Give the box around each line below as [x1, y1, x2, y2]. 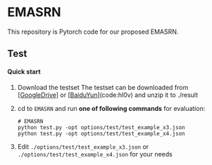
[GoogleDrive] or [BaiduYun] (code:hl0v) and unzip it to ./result [17, 91, 199, 99]
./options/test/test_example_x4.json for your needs [17, 150, 173, 158]
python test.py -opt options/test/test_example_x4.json [17, 130, 185, 137]
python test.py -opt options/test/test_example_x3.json [17, 124, 185, 131]
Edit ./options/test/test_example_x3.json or [17, 142, 149, 151]
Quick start [7, 67, 41, 76]
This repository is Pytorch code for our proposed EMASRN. [7, 27, 179, 36]
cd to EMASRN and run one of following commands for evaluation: [17, 104, 206, 112]
